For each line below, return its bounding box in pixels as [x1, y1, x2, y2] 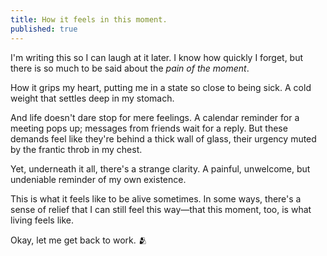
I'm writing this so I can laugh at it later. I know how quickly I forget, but [10, 51, 304, 63]
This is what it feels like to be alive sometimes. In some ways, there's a [10, 192, 302, 205]
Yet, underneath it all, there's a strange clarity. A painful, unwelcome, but [10, 162, 311, 175]
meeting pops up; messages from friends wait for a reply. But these [10, 122, 288, 134]
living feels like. [10, 214, 74, 226]
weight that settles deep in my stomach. [10, 92, 175, 104]
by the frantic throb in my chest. [10, 143, 143, 155]
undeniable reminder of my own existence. [10, 173, 187, 185]
